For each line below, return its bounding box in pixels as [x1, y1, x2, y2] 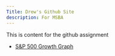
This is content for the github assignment [6, 31, 109, 38]
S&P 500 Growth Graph [15, 43, 74, 50]
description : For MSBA [6, 14, 64, 20]
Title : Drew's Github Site [6, 8, 74, 15]
